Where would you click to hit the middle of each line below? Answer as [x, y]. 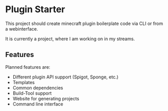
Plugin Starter [35, 9]
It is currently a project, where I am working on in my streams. [70, 39]
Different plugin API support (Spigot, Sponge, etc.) [65, 77]
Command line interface [38, 104]
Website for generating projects [46, 98]
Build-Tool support [32, 93]
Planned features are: [28, 67]
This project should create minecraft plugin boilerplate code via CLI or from [84, 23]
